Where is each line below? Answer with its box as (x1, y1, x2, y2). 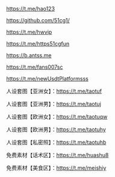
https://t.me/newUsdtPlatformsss (6, 75, 89, 82)
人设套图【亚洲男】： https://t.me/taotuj (6, 101, 101, 107)
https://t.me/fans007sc (6, 63, 63, 70)
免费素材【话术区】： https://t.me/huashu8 (6, 152, 109, 158)
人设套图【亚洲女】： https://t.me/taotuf (6, 87, 102, 95)
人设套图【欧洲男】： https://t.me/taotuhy (6, 126, 107, 133)
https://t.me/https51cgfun (6, 40, 70, 47)
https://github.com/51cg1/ (6, 17, 70, 23)
